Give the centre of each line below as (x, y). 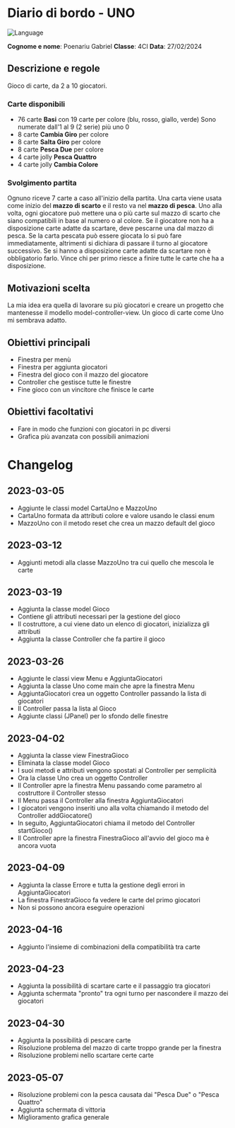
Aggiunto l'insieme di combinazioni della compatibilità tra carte (109, 947)
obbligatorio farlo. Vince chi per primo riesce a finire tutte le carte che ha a (116, 258)
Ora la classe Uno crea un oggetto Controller (83, 778)
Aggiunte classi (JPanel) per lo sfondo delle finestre (93, 716)
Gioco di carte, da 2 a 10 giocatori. (57, 86)
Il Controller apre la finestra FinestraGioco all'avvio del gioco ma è (113, 838)
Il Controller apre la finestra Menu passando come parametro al (110, 785)
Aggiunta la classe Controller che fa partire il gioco (91, 639)
